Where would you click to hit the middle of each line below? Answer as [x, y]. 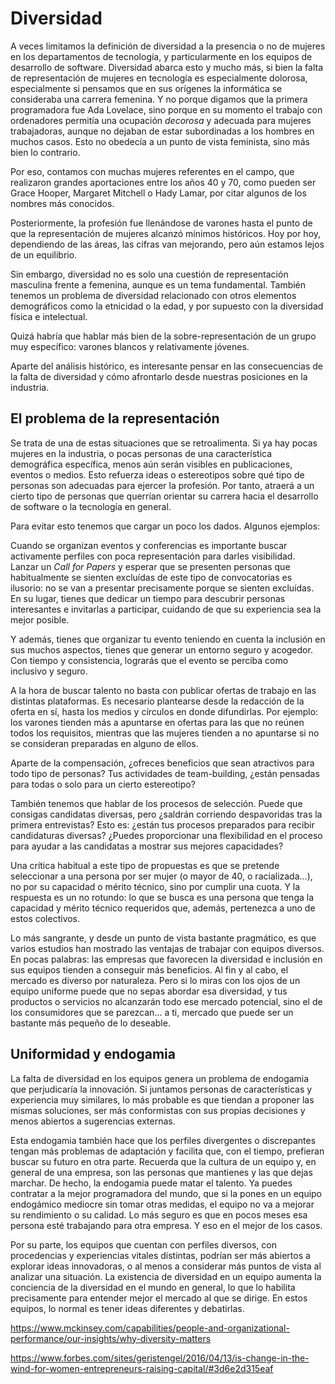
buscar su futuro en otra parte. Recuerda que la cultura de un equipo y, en [163, 1161]
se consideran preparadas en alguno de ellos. [104, 743]
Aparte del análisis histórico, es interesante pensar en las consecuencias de [166, 366]
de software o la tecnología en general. [91, 506]
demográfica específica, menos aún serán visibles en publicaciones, [151, 464]
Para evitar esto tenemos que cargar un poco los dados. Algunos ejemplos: [165, 526]
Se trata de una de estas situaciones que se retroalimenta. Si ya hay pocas [164, 443]
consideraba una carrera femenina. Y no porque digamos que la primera [159, 99]
